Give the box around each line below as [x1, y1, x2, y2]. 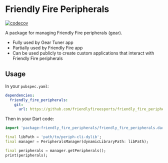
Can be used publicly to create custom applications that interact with [12, 50, 154, 56]
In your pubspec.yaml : [5, 83, 49, 89]
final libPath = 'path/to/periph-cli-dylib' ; [5, 134, 101, 139]
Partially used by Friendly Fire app [12, 44, 83, 50]
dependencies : [5, 92, 35, 98]
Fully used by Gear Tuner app [12, 39, 73, 45]
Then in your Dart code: [5, 116, 54, 122]
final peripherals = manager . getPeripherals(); [5, 148, 106, 153]
